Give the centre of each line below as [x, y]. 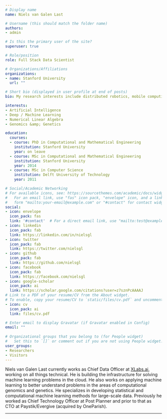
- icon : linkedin [23, 225]
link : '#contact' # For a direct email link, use [63, 221]
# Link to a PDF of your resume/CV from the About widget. [68, 295]
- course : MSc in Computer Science [46, 170]
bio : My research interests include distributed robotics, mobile [75, 97]
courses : [19, 138]
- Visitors [16, 355]
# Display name [21, 10]
